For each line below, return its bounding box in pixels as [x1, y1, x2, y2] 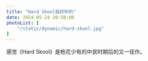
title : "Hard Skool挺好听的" [6, 8, 76, 15]
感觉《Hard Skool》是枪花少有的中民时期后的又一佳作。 [6, 48, 146, 56]
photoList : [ [6, 20, 39, 26]
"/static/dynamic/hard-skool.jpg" [17, 25, 104, 32]
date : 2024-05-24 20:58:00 [6, 14, 75, 20]
